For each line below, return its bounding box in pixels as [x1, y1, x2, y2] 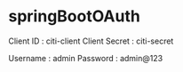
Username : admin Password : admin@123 [8, 52, 163, 63]
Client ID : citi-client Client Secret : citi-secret [8, 36, 174, 46]
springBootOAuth [8, 6, 141, 27]
